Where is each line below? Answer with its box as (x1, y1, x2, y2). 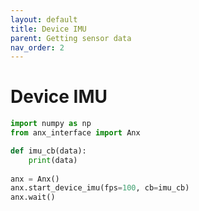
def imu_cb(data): (10, 146, 87, 156)
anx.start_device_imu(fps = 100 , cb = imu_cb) (10, 183, 190, 193)
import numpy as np (10, 119, 92, 129)
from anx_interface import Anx (10, 128, 141, 138)
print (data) (28, 155, 78, 165)
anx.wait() (10, 192, 56, 203)
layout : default (10, 14, 78, 25)
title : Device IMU (10, 24, 87, 34)
